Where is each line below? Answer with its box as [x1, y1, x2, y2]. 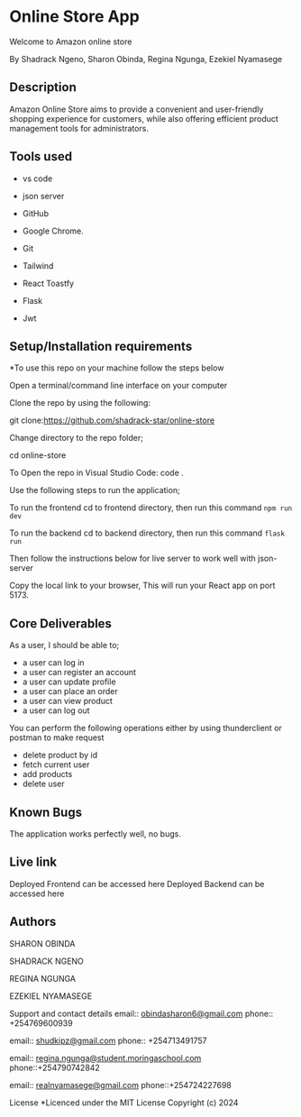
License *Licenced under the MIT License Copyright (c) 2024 [9, 1097, 239, 1108]
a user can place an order [22, 686, 119, 697]
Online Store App [9, 6, 140, 27]
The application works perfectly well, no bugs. [9, 829, 182, 839]
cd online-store [9, 450, 67, 461]
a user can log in [22, 657, 85, 668]
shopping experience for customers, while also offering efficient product [9, 113, 279, 124]
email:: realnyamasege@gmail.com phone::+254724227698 [9, 1079, 232, 1090]
